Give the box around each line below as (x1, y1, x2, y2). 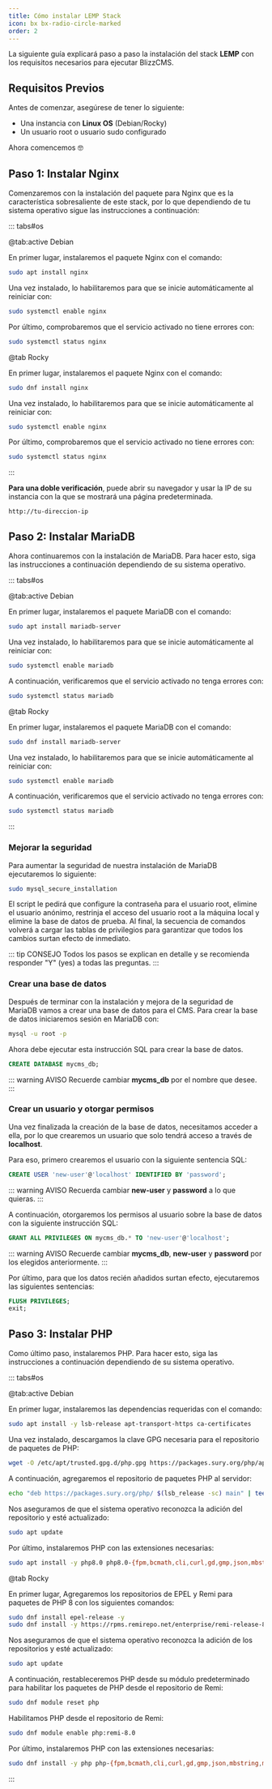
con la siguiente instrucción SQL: (8, 1218, 119, 1228)
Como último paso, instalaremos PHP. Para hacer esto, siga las (8, 1349, 219, 1359)
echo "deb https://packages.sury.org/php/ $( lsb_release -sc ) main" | (8, 1489, 252, 1497)
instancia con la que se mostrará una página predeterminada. (8, 492, 213, 502)
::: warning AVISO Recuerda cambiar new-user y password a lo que (8, 1185, 236, 1195)
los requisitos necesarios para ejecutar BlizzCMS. (8, 58, 174, 67)
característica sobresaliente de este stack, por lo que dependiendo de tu (8, 197, 251, 207)
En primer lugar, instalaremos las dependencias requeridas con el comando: (8, 1404, 262, 1415)
